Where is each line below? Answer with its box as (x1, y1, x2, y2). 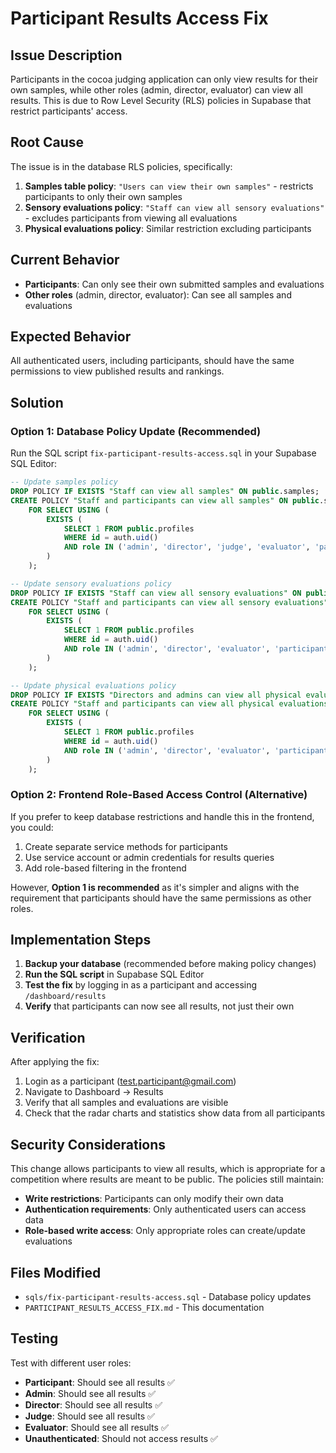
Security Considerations (10, 1136, 167, 1153)
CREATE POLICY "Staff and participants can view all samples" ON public (10, 495, 320, 506)
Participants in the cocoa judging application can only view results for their (10, 73, 318, 85)
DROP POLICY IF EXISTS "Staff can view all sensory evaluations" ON (10, 588, 302, 598)
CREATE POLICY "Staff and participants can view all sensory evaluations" (10, 597, 329, 607)
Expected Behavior (10, 328, 132, 346)
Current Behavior (10, 252, 120, 269)
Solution (10, 394, 64, 411)
